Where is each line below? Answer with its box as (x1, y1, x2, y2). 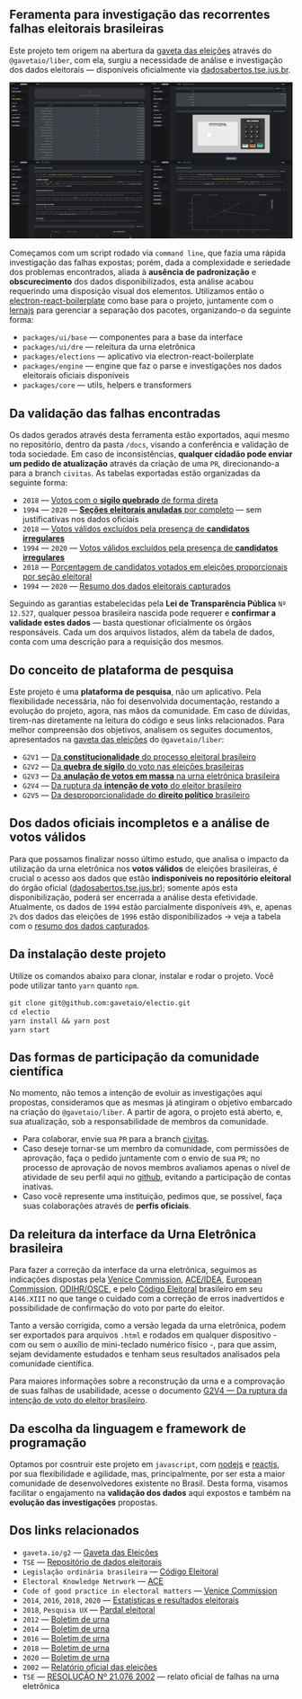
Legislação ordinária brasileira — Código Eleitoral (22, 1566, 218, 1577)
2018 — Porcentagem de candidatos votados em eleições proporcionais (22, 562, 288, 573)
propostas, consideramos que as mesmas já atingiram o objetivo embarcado (9, 1097, 293, 1108)
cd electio (9, 1007, 50, 1017)
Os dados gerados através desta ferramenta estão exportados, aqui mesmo (9, 430, 290, 440)
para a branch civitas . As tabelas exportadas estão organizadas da (9, 467, 261, 479)
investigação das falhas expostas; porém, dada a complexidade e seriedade (9, 257, 291, 268)
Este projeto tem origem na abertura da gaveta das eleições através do (9, 45, 272, 56)
